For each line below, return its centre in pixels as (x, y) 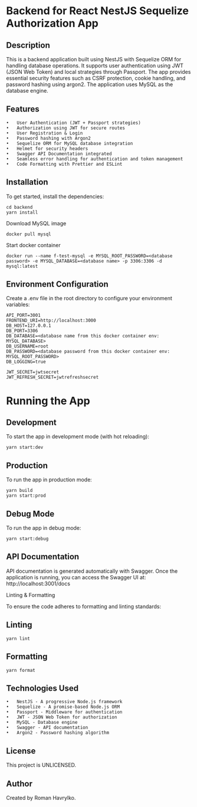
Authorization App (52, 23)
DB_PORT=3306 (22, 331)
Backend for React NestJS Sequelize (98, 11)
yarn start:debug (27, 539)
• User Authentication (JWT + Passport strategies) (74, 123)
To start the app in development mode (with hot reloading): (78, 437)
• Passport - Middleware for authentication (64, 712)
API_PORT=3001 (24, 316)
